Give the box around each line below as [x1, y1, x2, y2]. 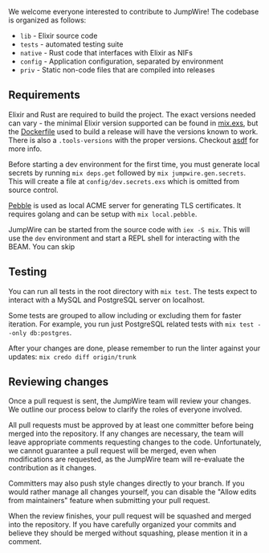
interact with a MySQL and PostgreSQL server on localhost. [8, 295, 206, 305]
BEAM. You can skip [8, 241, 75, 252]
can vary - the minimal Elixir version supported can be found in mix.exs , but [8, 118, 259, 128]
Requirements [8, 88, 80, 102]
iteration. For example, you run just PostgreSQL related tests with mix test [8, 319, 255, 329]
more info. [8, 144, 43, 154]
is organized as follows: [8, 15, 87, 25]
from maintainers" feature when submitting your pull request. [8, 496, 210, 506]
